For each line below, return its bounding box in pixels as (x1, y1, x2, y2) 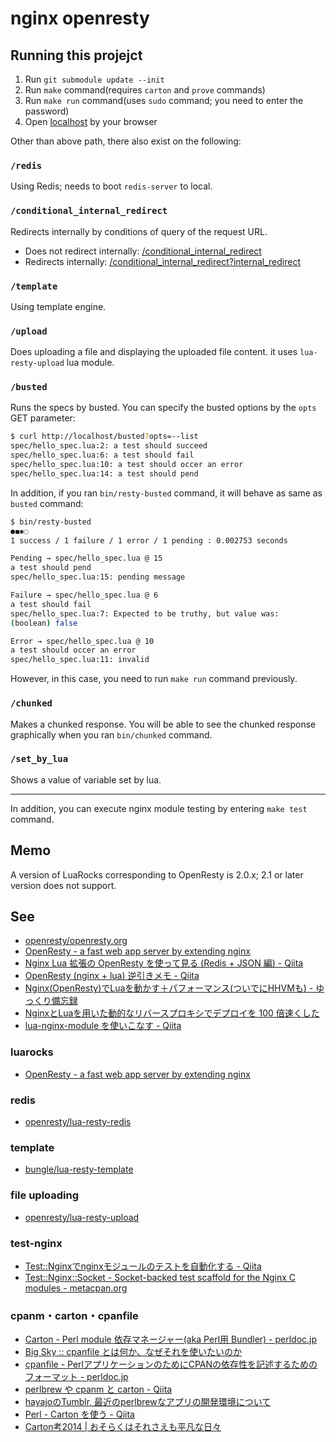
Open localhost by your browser (24, 116, 158, 127)
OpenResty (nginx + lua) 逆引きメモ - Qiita (24, 970, 200, 982)
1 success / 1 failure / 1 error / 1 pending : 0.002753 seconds (10, 535, 288, 546)
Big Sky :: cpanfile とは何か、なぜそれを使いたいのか (24, 1346, 242, 1358)
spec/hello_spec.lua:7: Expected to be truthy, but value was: (10, 608, 280, 619)
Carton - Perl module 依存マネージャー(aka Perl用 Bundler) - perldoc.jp (24, 1333, 318, 1346)
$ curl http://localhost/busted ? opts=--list (10, 432, 199, 442)
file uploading (10, 1188, 80, 1202)
